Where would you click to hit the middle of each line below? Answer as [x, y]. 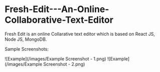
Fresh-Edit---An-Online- [57, 9]
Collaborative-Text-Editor [59, 20]
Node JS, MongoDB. [26, 39]
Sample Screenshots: [27, 49]
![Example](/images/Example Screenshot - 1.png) [55, 58]
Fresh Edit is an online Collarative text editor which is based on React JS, [80, 34]
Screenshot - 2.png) [64, 64]
